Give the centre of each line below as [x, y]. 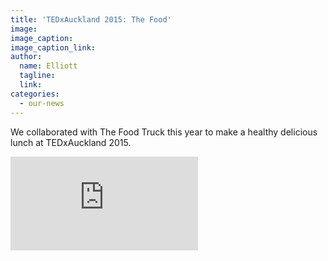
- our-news [42, 103]
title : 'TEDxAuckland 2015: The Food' [91, 19]
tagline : [37, 76]
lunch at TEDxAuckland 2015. [71, 142]
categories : [35, 94]
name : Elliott [48, 66]
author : [26, 57]
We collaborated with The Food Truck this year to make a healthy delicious [164, 132]
